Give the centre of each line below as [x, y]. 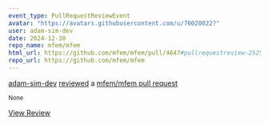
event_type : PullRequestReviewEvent [69, 16]
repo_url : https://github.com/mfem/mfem [77, 61]
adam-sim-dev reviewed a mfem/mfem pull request [93, 83]
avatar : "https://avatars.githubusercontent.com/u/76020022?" [114, 23]
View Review [29, 112]
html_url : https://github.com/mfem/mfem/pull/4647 [94, 53]
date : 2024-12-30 [37, 38]
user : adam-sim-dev [41, 30]
